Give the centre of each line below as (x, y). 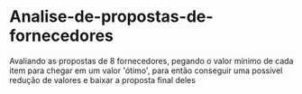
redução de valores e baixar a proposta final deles (103, 80)
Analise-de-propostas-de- (111, 17)
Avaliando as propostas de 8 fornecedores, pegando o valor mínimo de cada (151, 61)
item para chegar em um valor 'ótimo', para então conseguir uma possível (146, 70)
